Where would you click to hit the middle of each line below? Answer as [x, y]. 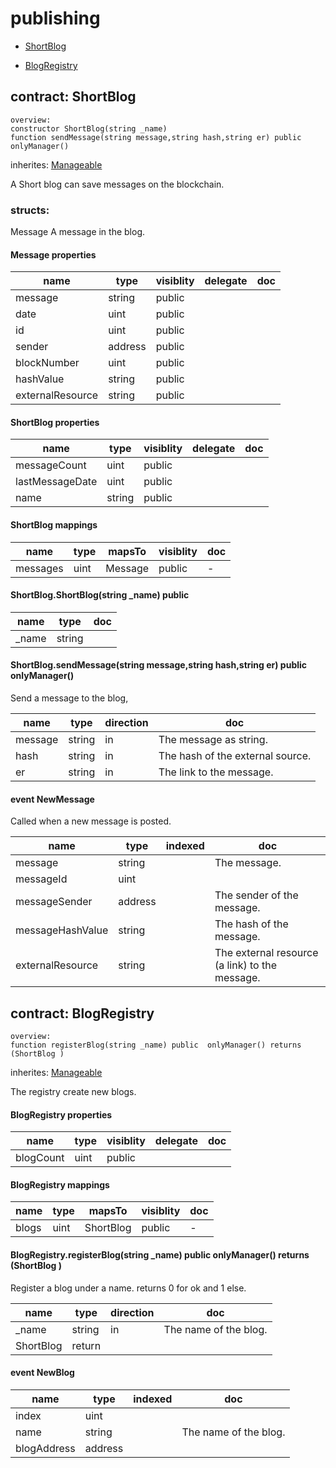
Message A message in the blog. [78, 232]
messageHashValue [62, 930]
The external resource [266, 953]
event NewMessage [52, 799]
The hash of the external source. [235, 756]
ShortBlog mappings [54, 525]
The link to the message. [216, 772]
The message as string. [213, 740]
